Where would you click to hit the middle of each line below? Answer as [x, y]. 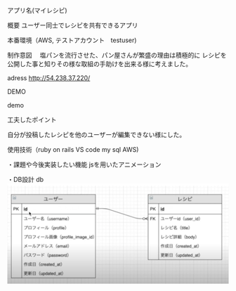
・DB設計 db [26, 179]
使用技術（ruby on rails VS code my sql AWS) [73, 149]
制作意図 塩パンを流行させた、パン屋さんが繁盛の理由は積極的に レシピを [117, 55]
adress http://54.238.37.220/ [49, 78]
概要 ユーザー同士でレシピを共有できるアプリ [73, 25]
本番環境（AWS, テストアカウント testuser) [72, 40]
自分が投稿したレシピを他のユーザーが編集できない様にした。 [97, 135]
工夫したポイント [32, 119]
